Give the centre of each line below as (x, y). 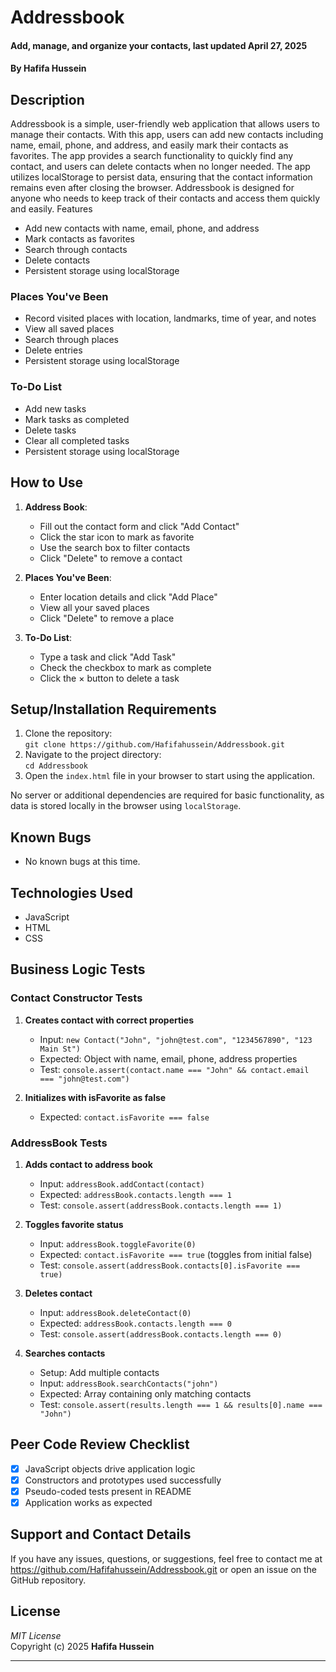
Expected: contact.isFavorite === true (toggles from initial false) (176, 1255)
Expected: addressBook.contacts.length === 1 (135, 1195)
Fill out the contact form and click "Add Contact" (139, 526)
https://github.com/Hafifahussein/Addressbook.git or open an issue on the (164, 1569)
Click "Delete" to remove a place (107, 618)
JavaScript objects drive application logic (110, 1468)
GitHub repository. (48, 1580)
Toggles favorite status (74, 1225)
